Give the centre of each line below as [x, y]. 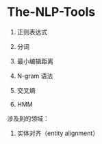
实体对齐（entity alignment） [58, 133]
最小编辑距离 [35, 61]
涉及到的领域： [28, 119]
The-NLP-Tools [51, 12]
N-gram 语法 [35, 76]
